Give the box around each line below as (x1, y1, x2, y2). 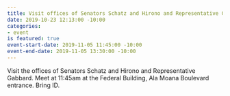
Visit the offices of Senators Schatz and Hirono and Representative (7, 66, 196, 75)
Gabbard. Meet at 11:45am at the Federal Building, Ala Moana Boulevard (7, 74, 209, 82)
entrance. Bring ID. (7, 81, 60, 89)
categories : (7, 22, 41, 29)
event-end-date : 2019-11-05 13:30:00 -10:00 (7, 48, 136, 55)
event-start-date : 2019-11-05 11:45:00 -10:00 (7, 42, 142, 48)
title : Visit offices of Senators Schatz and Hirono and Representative (7, 10, 219, 17)
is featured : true (7, 35, 60, 42)
